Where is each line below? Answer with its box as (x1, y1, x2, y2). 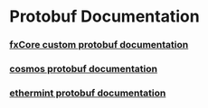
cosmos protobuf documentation (9, 63, 158, 76)
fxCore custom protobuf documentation (9, 39, 189, 51)
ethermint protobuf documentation (9, 86, 166, 99)
